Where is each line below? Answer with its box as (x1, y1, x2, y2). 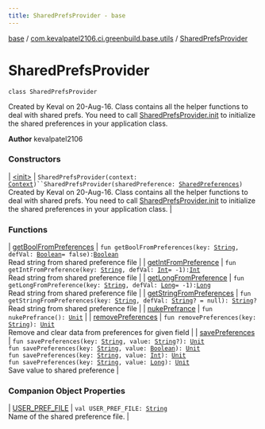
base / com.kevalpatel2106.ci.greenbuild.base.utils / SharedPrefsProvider (8, 33, 248, 43)
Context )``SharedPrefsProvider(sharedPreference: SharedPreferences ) (8, 180, 244, 188)
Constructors (8, 154, 61, 165)
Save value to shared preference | (8, 365, 119, 375)
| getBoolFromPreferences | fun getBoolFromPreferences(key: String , (8, 242, 240, 252)
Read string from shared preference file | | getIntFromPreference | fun (8, 258, 236, 267)
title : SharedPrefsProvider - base (8, 11, 126, 20)
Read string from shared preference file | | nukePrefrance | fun (8, 304, 213, 314)
